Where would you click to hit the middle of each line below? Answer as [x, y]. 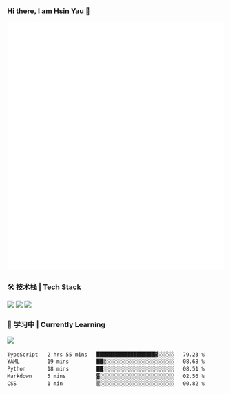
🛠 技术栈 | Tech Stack [44, 287]
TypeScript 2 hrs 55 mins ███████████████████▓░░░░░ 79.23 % [106, 355]
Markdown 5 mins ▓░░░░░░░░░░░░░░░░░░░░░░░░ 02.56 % [106, 376]
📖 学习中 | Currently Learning [56, 325]
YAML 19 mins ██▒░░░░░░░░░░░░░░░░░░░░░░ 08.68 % [106, 362]
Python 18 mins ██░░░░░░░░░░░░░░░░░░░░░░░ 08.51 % [106, 369]
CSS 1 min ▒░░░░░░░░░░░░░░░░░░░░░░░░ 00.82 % [106, 384]
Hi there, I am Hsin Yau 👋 [49, 11]
